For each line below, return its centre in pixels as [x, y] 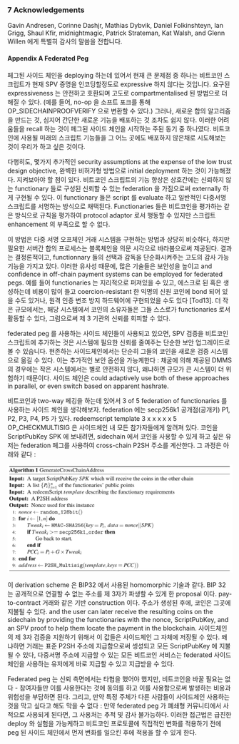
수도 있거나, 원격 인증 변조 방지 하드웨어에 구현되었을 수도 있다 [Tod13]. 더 [118, 300]
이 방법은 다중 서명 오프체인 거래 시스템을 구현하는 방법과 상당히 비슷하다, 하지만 [119, 239]
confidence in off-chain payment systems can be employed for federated [115, 274]
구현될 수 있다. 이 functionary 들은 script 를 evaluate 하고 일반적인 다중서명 [121, 197]
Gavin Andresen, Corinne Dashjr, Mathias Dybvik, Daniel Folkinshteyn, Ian [115, 26]
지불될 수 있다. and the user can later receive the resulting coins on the [110, 612]
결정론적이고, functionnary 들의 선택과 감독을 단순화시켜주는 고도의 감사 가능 [122, 257]
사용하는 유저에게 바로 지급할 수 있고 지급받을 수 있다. [100, 664]
